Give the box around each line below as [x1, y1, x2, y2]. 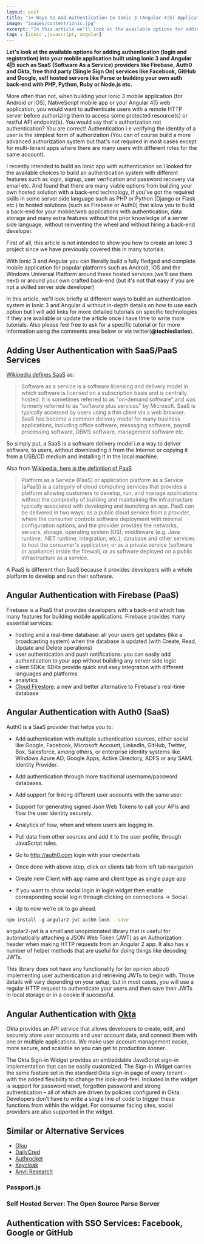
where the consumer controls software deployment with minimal [21, 515, 183, 522]
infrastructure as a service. [21, 554, 89, 561]
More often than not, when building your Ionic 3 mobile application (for [6, 93, 183, 100]
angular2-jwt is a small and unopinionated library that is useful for [6, 928, 171, 935]
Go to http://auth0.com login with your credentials [15, 851, 140, 858]
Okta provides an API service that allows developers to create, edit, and [6, 1025, 185, 1033]
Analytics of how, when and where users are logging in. [15, 821, 154, 828]
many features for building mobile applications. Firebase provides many [6, 613, 185, 620]
